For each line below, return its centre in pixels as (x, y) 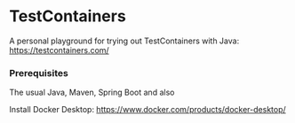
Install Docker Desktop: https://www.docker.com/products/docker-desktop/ (147, 110)
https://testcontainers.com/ (59, 50)
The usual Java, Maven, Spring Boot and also (92, 92)
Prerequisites (39, 73)
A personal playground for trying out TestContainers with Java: (124, 41)
